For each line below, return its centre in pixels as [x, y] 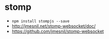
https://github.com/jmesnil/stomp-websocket [58, 31]
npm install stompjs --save [40, 21]
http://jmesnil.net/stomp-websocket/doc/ [54, 26]
